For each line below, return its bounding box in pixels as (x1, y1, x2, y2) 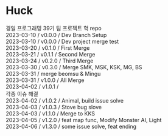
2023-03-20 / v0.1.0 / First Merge (5, 44, 90, 52)
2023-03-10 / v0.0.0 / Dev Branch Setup (5, 31, 107, 38)
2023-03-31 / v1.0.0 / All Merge (5, 76, 85, 84)
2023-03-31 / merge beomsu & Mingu (5, 70, 101, 77)
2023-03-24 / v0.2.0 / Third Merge (5, 57, 94, 64)
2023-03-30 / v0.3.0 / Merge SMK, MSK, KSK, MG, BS (5, 63, 142, 70)
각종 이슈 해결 (5, 90, 39, 97)
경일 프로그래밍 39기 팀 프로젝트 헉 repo (5, 24, 102, 32)
